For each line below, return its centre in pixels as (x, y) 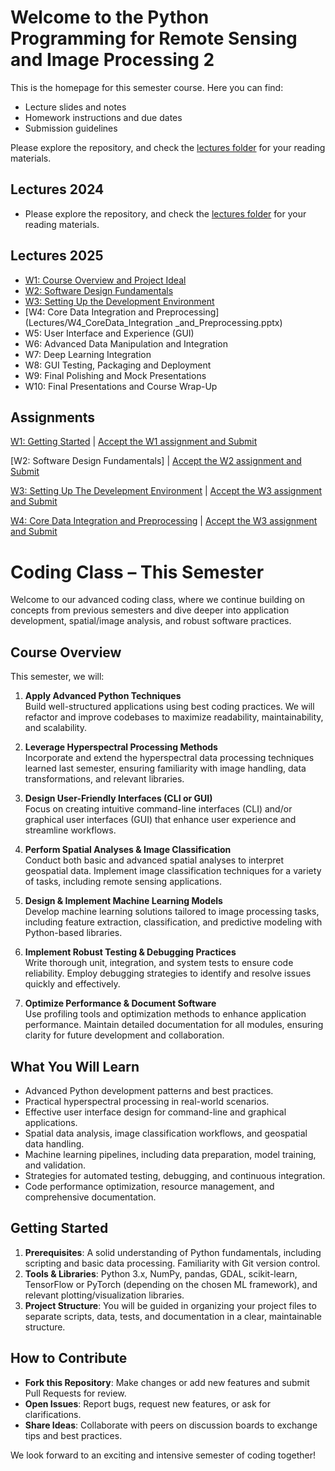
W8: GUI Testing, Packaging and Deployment (118, 365)
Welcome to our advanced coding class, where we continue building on (157, 600)
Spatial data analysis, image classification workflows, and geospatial (166, 1133)
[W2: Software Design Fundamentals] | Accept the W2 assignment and (156, 461)
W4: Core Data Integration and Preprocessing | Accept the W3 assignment (164, 521)
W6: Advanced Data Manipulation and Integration (126, 343)
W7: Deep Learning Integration (88, 354)
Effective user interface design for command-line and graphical (155, 1112)
